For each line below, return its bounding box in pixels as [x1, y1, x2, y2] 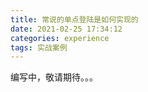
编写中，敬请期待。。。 [10, 71, 98, 83]
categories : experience [10, 33, 110, 43]
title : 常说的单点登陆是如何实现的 [10, 14, 139, 25]
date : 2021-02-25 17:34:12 [10, 24, 123, 34]
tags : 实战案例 [10, 42, 68, 53]
